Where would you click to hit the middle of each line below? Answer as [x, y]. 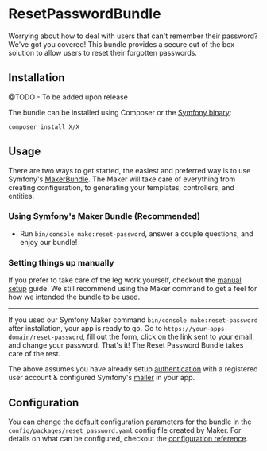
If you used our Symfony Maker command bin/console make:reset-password [133, 320]
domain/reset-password [46, 338]
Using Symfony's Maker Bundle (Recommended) [104, 216]
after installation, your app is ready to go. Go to [85, 329]
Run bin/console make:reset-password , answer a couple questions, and [136, 233]
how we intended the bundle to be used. [74, 297]
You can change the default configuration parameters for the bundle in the [130, 422]
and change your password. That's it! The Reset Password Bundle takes [126, 345]
